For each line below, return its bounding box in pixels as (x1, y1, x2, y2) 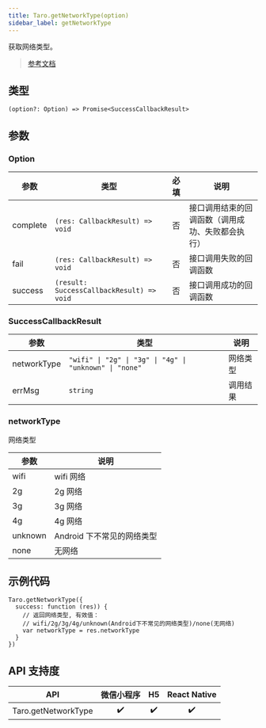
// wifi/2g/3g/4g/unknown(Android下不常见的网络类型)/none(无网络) (22, 619, 235, 628)
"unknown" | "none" (68, 364, 142, 372)
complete (12, 219, 47, 231)
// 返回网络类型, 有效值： (22, 612, 100, 619)
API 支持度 (8, 664, 60, 677)
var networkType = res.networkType (22, 627, 140, 635)
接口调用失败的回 (188, 253, 253, 264)
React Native (167, 689, 217, 700)
